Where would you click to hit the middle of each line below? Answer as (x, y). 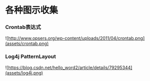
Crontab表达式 (23, 27)
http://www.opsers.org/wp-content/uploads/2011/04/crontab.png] (77, 38)
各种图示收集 (32, 10)
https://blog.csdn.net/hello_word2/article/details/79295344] (70, 67)
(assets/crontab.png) (27, 43)
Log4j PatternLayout (31, 56)
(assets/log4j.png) (24, 72)
